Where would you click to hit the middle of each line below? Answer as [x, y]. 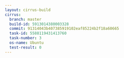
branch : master [26, 19]
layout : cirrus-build [28, 10]
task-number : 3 [26, 38]
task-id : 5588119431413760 [38, 33]
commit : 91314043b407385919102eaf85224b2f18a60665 [64, 29]
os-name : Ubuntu [27, 43]
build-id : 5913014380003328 [39, 24]
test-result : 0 [26, 47]
